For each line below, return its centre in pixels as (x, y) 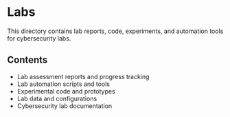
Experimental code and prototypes (66, 91)
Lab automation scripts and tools (63, 84)
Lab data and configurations (57, 98)
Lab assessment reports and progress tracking (83, 76)
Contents (27, 60)
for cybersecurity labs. (39, 38)
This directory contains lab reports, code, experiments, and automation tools (115, 31)
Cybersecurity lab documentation (65, 106)
